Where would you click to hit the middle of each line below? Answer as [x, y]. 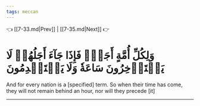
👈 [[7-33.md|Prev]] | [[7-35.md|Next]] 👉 [58, 29]
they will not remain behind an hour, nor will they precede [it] [81, 91]
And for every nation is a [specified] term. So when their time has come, [94, 85]
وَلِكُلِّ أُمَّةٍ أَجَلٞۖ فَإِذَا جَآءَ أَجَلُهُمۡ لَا [80, 55]
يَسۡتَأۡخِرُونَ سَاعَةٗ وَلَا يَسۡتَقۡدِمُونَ [85, 68]
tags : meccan [22, 12]
